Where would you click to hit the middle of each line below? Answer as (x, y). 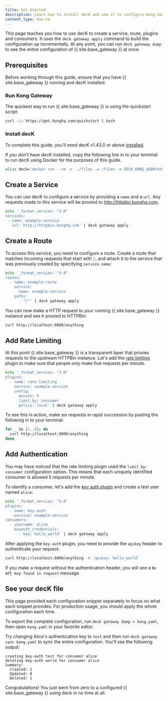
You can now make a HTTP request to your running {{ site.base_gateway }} (82, 310)
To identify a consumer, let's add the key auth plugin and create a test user (82, 487)
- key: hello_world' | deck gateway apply (63, 534)
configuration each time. (30, 611)
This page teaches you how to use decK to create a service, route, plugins (82, 34)
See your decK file (34, 589)
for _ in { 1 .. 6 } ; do (27, 430)
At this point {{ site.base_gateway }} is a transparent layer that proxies (77, 353)
